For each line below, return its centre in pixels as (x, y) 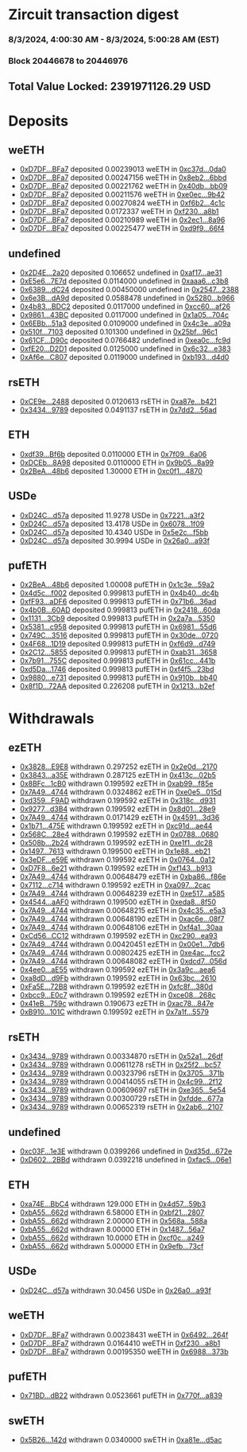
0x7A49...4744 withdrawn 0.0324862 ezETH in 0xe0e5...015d (121, 792)
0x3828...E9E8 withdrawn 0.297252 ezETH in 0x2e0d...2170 (118, 767)
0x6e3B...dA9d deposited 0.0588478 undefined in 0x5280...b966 (127, 298)
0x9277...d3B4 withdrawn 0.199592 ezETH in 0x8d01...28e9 (118, 809)
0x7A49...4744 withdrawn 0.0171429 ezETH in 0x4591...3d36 (120, 818)
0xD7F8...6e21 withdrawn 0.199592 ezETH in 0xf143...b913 (116, 868)
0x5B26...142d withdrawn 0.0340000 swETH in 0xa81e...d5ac (121, 1440)
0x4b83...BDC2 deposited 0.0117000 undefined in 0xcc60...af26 (125, 306)
